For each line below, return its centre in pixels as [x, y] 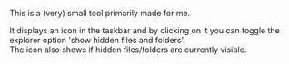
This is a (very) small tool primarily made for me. [100, 13]
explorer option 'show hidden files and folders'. [98, 40]
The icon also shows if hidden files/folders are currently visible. [128, 50]
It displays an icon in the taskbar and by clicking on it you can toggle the [144, 30]
